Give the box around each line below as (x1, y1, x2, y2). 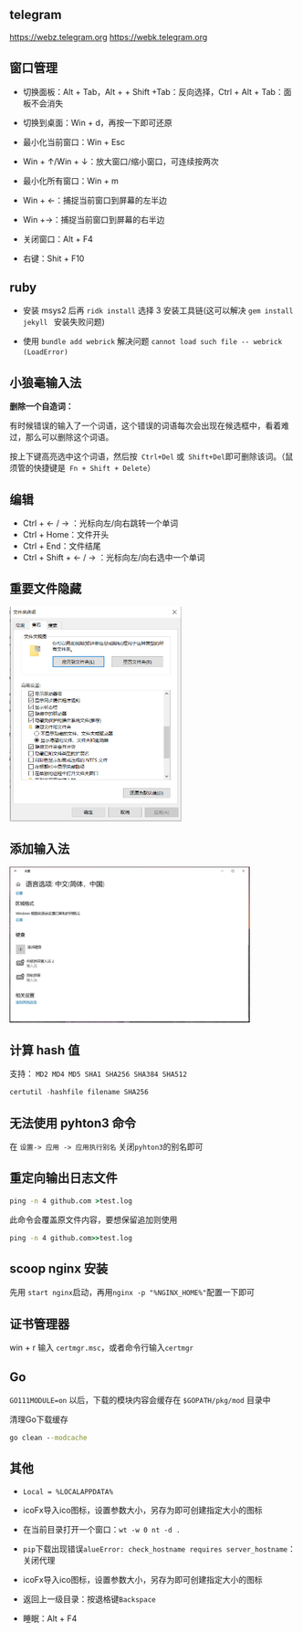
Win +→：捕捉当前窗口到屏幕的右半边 (22, 214, 165, 225)
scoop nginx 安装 (9, 1261, 109, 1276)
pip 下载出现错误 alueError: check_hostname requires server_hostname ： (22, 1543, 297, 1554)
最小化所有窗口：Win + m (22, 175, 119, 186)
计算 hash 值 (9, 1042, 80, 1058)
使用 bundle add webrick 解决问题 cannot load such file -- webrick (22, 336, 283, 347)
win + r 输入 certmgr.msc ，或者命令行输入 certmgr (9, 1342, 194, 1354)
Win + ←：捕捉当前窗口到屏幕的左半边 (22, 194, 167, 205)
